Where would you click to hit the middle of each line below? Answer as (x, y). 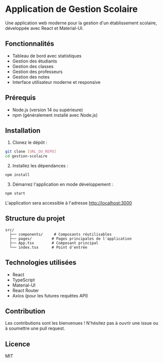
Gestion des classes (33, 66)
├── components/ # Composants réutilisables (61, 234)
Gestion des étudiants (35, 61)
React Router (26, 290)
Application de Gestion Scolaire (71, 9)
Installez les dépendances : (40, 166)
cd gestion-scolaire (27, 156)
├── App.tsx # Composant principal (54, 243)
